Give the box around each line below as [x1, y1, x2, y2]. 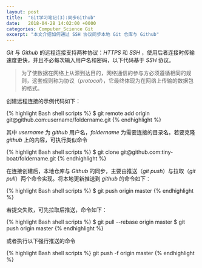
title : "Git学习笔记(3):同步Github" [6, 15, 96, 21]
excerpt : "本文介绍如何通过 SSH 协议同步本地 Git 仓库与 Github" [6, 32, 160, 38]
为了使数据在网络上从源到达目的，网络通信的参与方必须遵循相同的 [21, 69, 186, 77]
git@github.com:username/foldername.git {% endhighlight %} [6, 116, 162, 123]
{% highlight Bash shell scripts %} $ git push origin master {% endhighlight [6, 187, 194, 194]
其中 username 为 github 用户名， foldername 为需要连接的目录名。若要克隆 [6, 129, 195, 136]
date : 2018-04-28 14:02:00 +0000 [6, 20, 96, 26]
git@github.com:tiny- [120, 148, 173, 156]
